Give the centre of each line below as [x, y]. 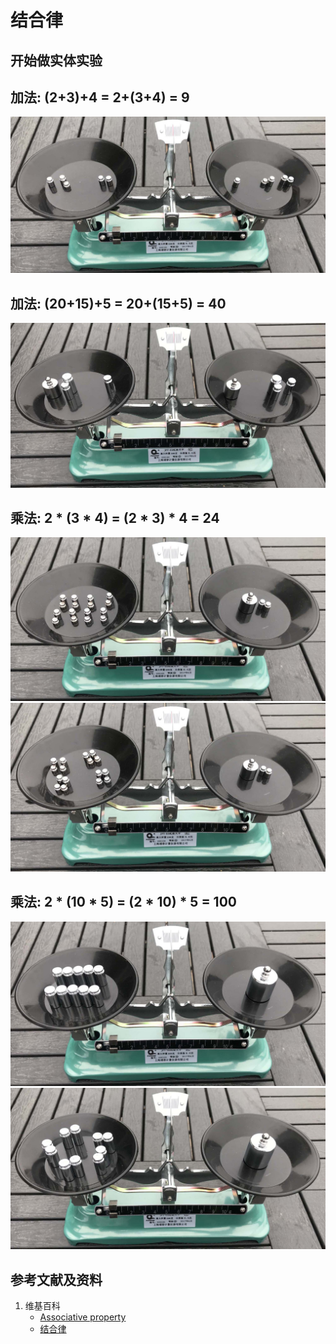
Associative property [83, 1317]
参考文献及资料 [56, 1279]
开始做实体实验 [56, 60]
